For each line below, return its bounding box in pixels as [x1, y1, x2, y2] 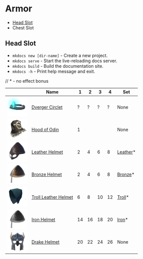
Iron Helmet [31, 216, 56, 222]
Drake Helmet [31, 239, 60, 245]
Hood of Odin [31, 127, 59, 132]
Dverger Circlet [31, 104, 63, 110]
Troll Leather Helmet [31, 194, 73, 200]
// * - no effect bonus [5, 78, 49, 84]
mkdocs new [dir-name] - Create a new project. [12, 52, 108, 58]
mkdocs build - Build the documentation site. [12, 63, 104, 69]
